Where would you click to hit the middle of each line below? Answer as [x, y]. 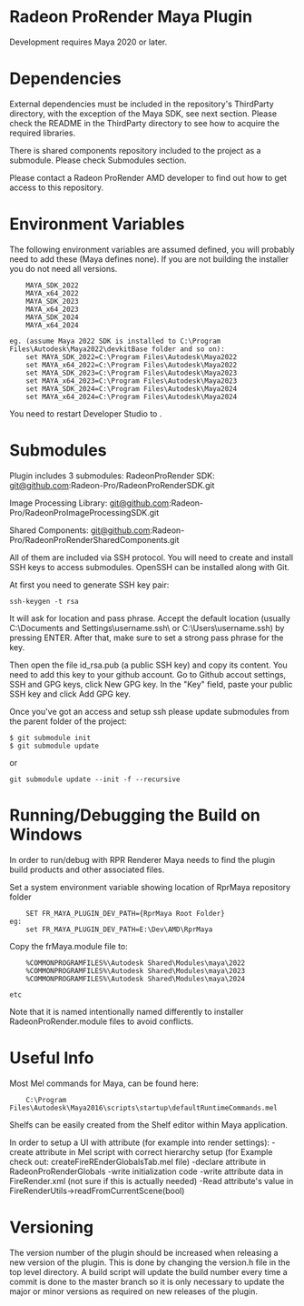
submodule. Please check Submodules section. [98, 160]
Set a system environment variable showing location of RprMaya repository [150, 887]
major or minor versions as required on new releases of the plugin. [134, 1291]
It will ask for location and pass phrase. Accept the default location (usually [150, 618]
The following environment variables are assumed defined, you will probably [152, 249]
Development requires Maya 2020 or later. [88, 42]
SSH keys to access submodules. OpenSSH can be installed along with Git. [150, 567]
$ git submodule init [50, 738]
